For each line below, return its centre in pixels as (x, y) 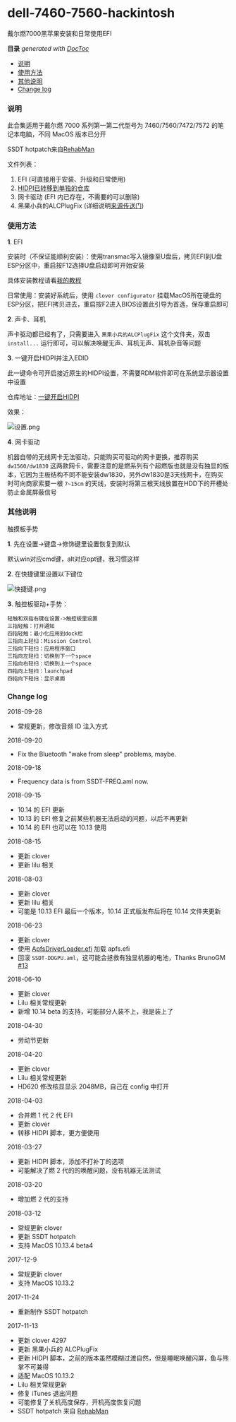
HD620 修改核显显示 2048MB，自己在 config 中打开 (93, 1086)
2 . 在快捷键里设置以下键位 (45, 574)
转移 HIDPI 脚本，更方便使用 (58, 1133)
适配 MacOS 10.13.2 (46, 1376)
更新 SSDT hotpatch (46, 1237)
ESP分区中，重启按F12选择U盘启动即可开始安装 (76, 265)
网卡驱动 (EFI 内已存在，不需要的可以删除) (79, 197)
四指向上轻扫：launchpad (40, 671)
